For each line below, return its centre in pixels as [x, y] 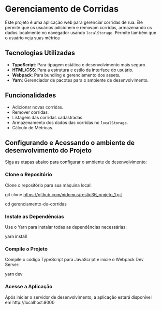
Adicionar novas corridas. [38, 107]
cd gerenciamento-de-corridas [36, 204]
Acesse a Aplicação [29, 287]
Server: [12, 264]
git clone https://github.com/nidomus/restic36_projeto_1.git [64, 194]
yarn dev [14, 274]
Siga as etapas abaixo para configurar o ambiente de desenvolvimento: [76, 162]
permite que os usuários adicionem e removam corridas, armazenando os [79, 27]
